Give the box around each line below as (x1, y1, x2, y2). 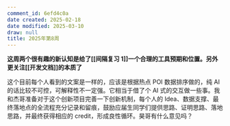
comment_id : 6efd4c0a (7, 10, 69, 17)
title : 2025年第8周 (7, 35, 60, 42)
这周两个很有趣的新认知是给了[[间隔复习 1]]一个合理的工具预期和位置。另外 (7, 55, 218, 63)
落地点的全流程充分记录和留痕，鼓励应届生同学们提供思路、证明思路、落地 (12, 104, 223, 112)
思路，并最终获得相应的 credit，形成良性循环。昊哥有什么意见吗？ (7, 112, 193, 120)
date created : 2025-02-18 (7, 16, 81, 23)
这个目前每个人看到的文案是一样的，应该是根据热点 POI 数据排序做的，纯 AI (7, 78, 220, 86)
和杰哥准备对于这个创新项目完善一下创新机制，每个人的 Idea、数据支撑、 (7, 95, 214, 103)
